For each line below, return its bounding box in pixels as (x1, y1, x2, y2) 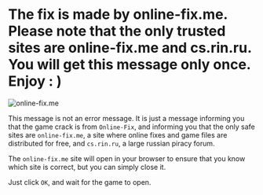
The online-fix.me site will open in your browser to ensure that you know (8, 153, 246, 163)
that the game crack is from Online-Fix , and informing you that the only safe (8, 122, 255, 131)
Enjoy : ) (8, 72, 62, 90)
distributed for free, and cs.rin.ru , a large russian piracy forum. (8, 138, 215, 148)
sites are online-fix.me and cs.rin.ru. (8, 39, 252, 57)
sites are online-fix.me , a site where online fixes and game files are (8, 130, 228, 139)
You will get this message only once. (8, 56, 251, 74)
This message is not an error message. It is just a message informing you (8, 113, 245, 123)
